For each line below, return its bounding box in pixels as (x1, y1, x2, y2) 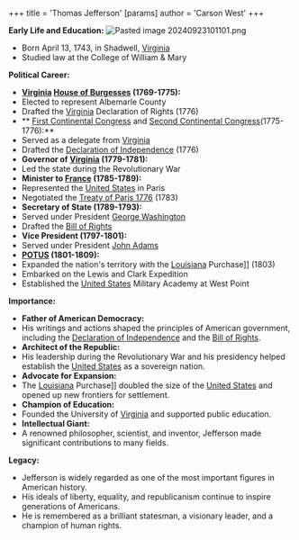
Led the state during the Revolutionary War (21, 164, 181, 174)
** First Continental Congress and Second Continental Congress (21, 116, 261, 126)
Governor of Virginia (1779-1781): (21, 154, 149, 165)
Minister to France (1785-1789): (21, 173, 142, 184)
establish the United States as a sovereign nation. (21, 361, 205, 372)
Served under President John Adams (21, 240, 159, 250)
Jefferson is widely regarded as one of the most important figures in (21, 472, 276, 482)
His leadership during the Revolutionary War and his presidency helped (21, 351, 285, 362)
